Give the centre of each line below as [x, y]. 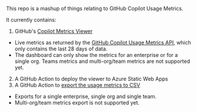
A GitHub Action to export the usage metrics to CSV [77, 85]
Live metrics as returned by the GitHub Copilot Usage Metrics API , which [103, 43]
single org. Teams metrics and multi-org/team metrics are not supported [102, 61]
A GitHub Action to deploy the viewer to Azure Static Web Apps [91, 79]
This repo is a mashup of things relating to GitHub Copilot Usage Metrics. [95, 9]
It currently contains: [31, 20]
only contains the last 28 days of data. [61, 49]
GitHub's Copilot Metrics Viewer [54, 31]
